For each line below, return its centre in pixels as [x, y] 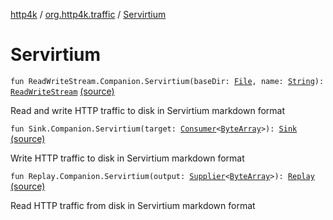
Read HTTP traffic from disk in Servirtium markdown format [133, 205]
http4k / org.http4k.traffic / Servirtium [88, 14]
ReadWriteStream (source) [62, 91]
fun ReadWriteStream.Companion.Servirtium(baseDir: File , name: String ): [167, 81]
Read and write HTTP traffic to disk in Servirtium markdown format [148, 110]
